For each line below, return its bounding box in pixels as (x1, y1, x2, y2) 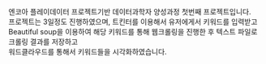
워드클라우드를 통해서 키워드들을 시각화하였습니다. (8, 47, 168, 56)
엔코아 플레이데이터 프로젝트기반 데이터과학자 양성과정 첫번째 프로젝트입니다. (8, 7, 251, 16)
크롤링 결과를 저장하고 (8, 37, 79, 46)
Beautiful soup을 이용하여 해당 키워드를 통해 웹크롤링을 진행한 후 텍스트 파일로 (8, 27, 258, 36)
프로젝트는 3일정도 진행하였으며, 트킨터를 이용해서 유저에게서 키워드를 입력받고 (8, 17, 258, 26)
